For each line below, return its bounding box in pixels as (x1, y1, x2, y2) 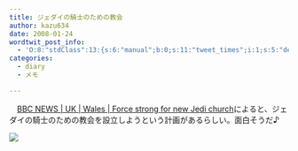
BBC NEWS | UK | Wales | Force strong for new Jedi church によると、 (17, 103, 272, 114)
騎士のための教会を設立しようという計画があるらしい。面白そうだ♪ (32, 114, 279, 125)
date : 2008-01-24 (9, 29, 74, 38)
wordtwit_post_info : (9, 37, 86, 47)
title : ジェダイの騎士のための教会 (9, 12, 123, 22)
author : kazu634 (9, 21, 69, 30)
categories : (9, 54, 53, 63)
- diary (17, 63, 46, 72)
